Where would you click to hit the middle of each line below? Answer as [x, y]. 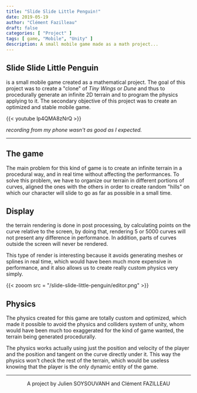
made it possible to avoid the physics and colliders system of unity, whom [95, 324]
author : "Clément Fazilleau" [42, 22]
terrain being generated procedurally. [51, 337]
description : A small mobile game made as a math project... [82, 45]
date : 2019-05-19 [27, 17]
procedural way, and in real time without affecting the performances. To [93, 174]
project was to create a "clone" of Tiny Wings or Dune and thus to [86, 88]
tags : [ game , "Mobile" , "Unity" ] [50, 39]
